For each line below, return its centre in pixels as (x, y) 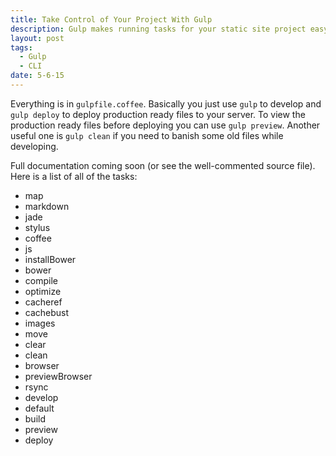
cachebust (47, 312)
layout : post (37, 38)
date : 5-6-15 (37, 76)
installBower (50, 259)
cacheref (43, 302)
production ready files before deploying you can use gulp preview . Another (165, 125)
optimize (43, 291)
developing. (34, 146)
